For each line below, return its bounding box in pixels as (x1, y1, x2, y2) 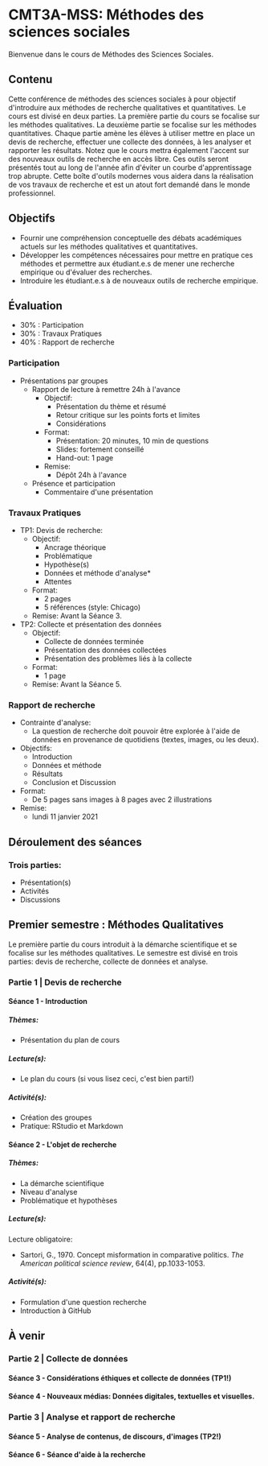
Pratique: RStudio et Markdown (19, 1121, 124, 1131)
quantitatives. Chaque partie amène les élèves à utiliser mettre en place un (8, 128, 255, 138)
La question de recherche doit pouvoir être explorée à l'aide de (31, 726, 241, 736)
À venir (8, 1329, 46, 1343)
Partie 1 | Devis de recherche (8, 977, 122, 988)
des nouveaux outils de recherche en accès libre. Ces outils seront (8, 154, 229, 163)
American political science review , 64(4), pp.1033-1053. (19, 1258, 205, 1268)
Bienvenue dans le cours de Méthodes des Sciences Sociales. (8, 49, 214, 59)
